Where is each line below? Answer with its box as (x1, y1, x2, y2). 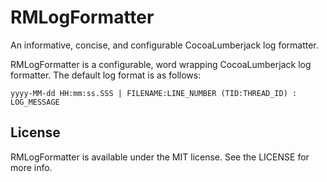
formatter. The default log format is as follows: (10, 69, 202, 81)
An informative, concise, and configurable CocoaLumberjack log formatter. (10, 39, 319, 51)
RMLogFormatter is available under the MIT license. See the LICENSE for (10, 151, 310, 163)
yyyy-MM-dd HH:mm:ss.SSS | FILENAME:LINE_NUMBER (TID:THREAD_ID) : (10, 88, 298, 98)
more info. (10, 161, 53, 173)
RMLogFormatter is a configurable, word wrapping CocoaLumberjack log (10, 58, 312, 70)
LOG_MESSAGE (10, 97, 60, 107)
